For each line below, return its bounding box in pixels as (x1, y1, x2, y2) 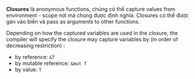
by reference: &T (14, 54, 55, 60)
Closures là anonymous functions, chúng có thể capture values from (6, 6, 176, 12)
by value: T (14, 66, 42, 73)
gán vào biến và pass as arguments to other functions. (6, 18, 140, 25)
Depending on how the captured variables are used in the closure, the (6, 29, 178, 37)
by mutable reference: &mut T (14, 60, 87, 67)
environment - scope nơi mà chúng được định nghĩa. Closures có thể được (6, 12, 189, 19)
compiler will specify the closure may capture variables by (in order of (6, 36, 178, 42)
